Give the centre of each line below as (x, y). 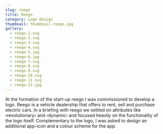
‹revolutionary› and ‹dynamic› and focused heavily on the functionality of (82, 115)
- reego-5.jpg (25, 52)
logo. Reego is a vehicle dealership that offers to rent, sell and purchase (80, 104)
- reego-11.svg (26, 80)
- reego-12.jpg (26, 85)
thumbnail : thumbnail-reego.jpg (39, 24)
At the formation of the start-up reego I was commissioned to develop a (80, 99)
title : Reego (19, 15)
